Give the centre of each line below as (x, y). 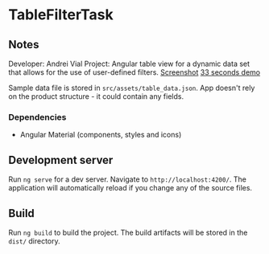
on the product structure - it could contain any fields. (96, 96)
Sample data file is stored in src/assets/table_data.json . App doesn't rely (132, 88)
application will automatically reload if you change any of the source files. (130, 188)
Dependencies (37, 117)
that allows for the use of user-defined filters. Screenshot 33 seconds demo (134, 72)
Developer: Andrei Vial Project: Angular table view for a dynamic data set (129, 63)
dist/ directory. (34, 241)
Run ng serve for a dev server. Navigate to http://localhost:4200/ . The (128, 179)
